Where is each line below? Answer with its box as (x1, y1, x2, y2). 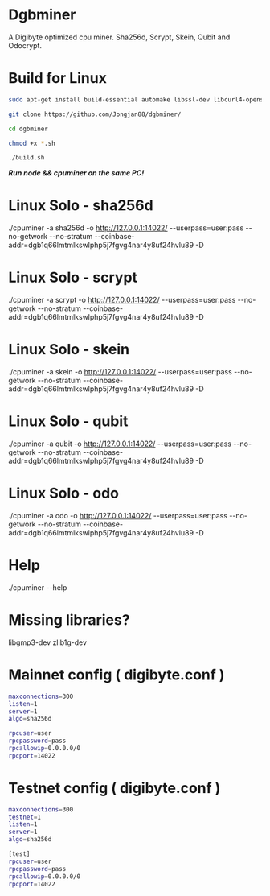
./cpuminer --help (8, 582, 67, 593)
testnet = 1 (8, 813, 42, 821)
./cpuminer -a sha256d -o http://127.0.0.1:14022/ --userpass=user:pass (8, 223, 244, 233)
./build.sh (8, 154, 45, 162)
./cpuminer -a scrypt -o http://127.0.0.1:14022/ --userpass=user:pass (8, 295, 236, 305)
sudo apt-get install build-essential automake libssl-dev (8, 95, 211, 104)
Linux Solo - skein (8, 341, 130, 359)
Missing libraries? (8, 611, 130, 630)
